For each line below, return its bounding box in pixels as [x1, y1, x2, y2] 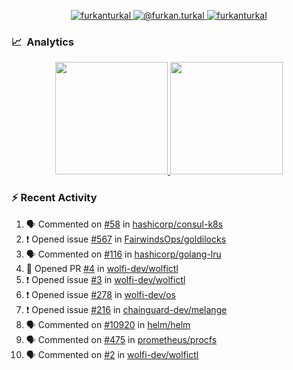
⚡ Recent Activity [11, 191, 98, 205]
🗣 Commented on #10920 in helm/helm [25, 318, 191, 330]
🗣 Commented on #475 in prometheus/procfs [25, 333, 218, 345]
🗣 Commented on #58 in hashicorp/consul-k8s [25, 218, 224, 230]
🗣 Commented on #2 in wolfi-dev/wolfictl [25, 348, 199, 360]
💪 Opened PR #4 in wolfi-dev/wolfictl [25, 262, 179, 274]
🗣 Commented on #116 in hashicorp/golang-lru [25, 248, 222, 260]
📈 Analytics [11, 35, 75, 49]
